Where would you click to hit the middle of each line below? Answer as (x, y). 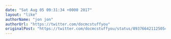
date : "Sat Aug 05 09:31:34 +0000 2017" (49, 10)
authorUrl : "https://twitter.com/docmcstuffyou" (58, 24)
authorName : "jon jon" (29, 19)
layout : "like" (21, 15)
